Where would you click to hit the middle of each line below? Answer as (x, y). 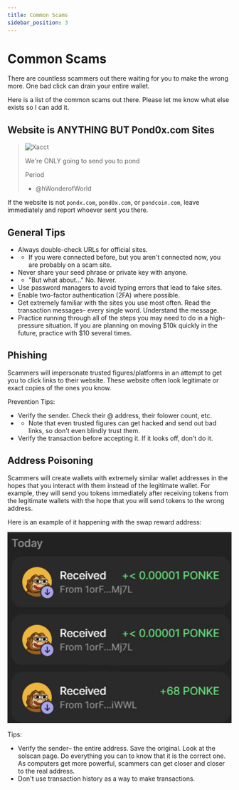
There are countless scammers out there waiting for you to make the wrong (118, 79)
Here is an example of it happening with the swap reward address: (105, 522)
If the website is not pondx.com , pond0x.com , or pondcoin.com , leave (103, 203)
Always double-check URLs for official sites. (83, 250)
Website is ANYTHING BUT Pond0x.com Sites (111, 130)
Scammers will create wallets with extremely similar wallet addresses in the (118, 477)
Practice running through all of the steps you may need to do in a (113, 318)
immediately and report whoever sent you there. (78, 210)
